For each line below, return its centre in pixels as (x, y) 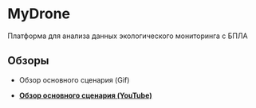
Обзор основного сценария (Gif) (74, 79)
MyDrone (39, 14)
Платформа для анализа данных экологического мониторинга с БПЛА (128, 36)
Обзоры (28, 61)
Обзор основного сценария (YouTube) (85, 95)
